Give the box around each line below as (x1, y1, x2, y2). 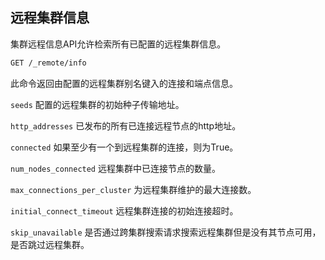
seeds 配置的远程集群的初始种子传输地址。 (10, 98, 185, 110)
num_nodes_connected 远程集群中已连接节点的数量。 (10, 162, 221, 174)
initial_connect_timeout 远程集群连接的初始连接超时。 (10, 204, 239, 217)
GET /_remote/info (10, 58, 87, 68)
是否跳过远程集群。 (10, 238, 90, 250)
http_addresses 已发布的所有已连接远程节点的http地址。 (10, 119, 242, 132)
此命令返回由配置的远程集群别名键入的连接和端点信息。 (10, 77, 238, 89)
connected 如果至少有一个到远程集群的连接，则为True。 (10, 141, 239, 153)
